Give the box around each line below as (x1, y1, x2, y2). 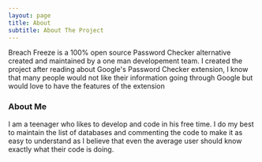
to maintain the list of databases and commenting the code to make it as (8, 127, 243, 137)
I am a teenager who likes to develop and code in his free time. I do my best (8, 119, 254, 129)
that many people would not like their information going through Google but (8, 73, 253, 83)
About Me (8, 101, 47, 112)
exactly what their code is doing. (8, 144, 114, 154)
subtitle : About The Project (8, 26, 104, 34)
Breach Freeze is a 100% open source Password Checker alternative (8, 48, 231, 58)
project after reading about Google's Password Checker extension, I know (8, 65, 249, 74)
